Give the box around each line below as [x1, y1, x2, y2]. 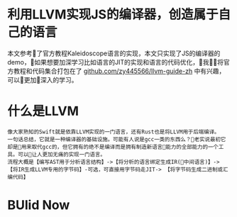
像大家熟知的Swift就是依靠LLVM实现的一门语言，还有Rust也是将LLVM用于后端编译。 [7, 128, 220, 135]
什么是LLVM [7, 104, 79, 119]
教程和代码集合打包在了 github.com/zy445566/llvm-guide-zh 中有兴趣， [13, 67, 226, 75]
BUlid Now [7, 197, 70, 213]
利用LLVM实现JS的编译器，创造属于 [7, 6, 219, 23]
